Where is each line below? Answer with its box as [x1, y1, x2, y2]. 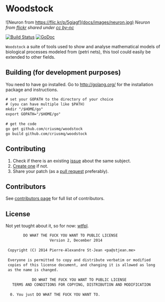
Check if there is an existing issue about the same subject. [12, 158, 131, 164]
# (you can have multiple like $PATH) [5, 101, 85, 106]
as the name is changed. [7, 268, 58, 272]
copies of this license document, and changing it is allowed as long [7, 263, 155, 268]
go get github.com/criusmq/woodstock [5, 126, 83, 131]
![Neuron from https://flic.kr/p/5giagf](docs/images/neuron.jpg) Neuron [5, 19, 150, 25]
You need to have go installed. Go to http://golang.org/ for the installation [5, 81, 154, 87]
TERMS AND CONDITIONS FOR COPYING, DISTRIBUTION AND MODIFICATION [12, 282, 151, 287]
